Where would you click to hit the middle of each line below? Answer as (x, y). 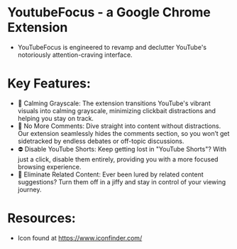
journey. (29, 189)
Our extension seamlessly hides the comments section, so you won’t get (123, 133)
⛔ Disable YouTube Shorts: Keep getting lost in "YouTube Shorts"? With (122, 149)
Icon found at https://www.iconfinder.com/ (80, 238)
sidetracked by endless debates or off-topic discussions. (101, 141)
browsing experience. (49, 166)
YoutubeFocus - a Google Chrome (109, 12)
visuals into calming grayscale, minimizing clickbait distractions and (117, 110)
